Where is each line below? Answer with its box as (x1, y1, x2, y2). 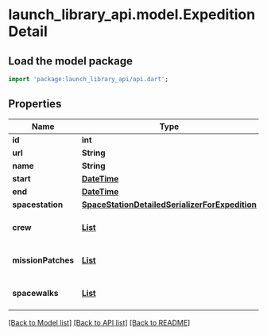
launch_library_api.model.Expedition (8, 6, 256, 24)
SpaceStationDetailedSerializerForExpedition (82, 199, 257, 210)
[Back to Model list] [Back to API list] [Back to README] (8, 317, 191, 327)
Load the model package (8, 54, 133, 68)
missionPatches (12, 255, 74, 266)
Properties (8, 97, 62, 111)
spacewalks (12, 287, 59, 298)
